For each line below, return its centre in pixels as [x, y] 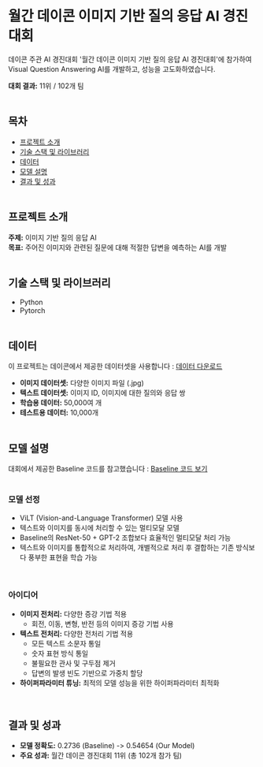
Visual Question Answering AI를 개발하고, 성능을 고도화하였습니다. [112, 69]
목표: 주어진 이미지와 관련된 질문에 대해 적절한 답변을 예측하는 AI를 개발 [117, 247]
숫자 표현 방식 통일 [60, 653]
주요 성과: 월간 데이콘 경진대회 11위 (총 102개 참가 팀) [101, 756]
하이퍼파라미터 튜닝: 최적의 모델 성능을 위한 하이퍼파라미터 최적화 [119, 683]
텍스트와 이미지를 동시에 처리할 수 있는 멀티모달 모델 [99, 528]
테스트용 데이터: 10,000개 [59, 413]
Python [31, 302]
